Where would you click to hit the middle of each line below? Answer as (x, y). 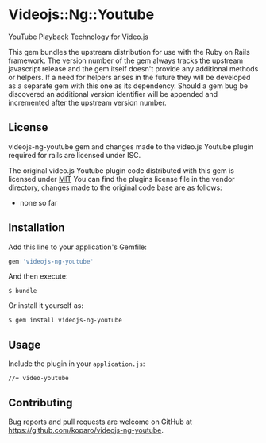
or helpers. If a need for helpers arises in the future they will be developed (129, 77)
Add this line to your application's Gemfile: (77, 247)
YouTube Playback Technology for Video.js (79, 37)
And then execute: (38, 276)
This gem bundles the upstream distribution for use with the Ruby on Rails (129, 52)
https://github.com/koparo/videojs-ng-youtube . (86, 430)
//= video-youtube (39, 379)
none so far (39, 202)
